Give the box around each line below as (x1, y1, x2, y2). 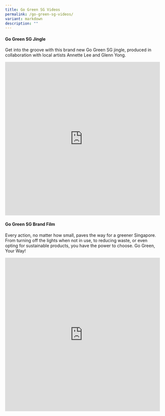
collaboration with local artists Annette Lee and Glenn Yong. (5, 52, 126, 58)
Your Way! (5, 248, 26, 253)
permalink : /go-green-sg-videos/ (5, 12, 74, 17)
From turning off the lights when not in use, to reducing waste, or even (5, 237, 148, 243)
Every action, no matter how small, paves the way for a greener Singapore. (5, 232, 156, 238)
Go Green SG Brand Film (5, 222, 55, 227)
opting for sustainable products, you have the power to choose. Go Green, (5, 243, 156, 249)
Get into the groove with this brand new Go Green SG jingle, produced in (5, 47, 152, 53)
